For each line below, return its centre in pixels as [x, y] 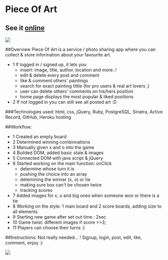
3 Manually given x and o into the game [53, 147]
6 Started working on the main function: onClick [62, 163]
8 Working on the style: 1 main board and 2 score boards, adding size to [87, 206]
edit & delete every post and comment [60, 75]
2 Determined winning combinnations [51, 142]
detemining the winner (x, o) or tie [55, 179]
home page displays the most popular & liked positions [77, 96]
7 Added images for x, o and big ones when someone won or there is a [86, 196]
